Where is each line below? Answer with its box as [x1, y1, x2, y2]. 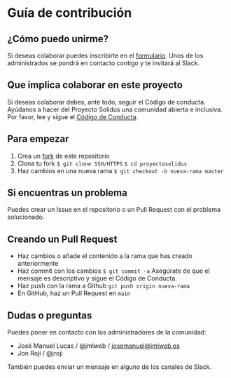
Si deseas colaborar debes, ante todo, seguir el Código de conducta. [7, 97, 206, 106]
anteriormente [17, 259, 59, 268]
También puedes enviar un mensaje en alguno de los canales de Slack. [7, 363, 212, 371]
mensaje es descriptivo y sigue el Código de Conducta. [17, 274, 177, 283]
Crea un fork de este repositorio [17, 151, 110, 160]
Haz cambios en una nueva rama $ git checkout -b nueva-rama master [17, 166, 224, 175]
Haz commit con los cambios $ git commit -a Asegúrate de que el [17, 266, 210, 275]
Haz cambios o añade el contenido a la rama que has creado [17, 252, 192, 260]
